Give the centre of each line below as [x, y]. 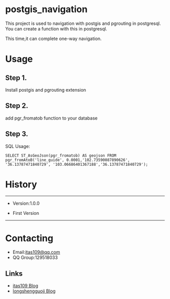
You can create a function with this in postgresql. [56, 28]
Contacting [29, 238]
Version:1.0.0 [26, 203]
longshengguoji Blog [34, 291]
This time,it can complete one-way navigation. [54, 39]
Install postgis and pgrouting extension [46, 90]
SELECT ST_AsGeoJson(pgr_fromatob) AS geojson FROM [61, 156]
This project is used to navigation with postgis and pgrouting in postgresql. [83, 23]
